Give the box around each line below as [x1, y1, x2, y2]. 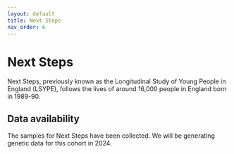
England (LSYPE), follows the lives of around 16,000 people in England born [7, 85, 227, 93]
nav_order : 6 [7, 23, 46, 30]
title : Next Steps [7, 17, 61, 24]
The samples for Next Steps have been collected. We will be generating [7, 131, 215, 140]
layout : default [7, 10, 55, 18]
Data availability [7, 112, 80, 124]
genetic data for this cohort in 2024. [7, 139, 112, 148]
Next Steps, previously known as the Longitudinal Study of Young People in [7, 77, 227, 85]
